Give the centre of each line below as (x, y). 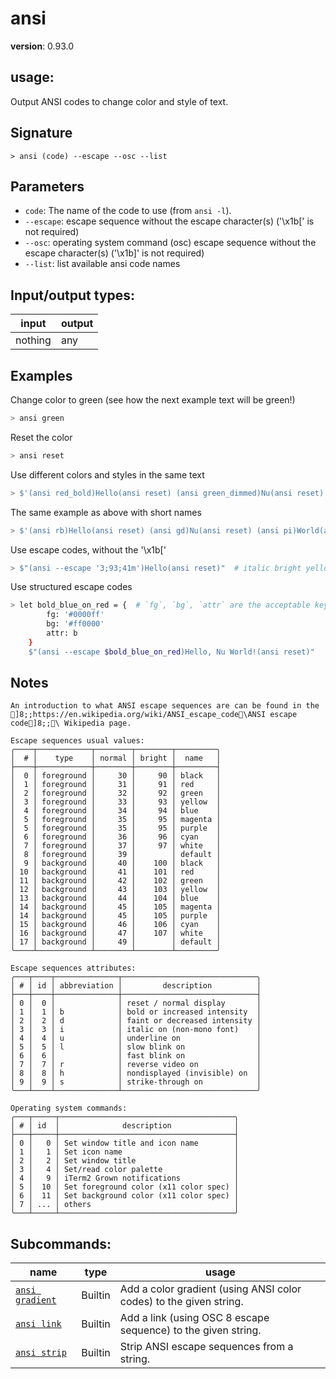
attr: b (62, 633)
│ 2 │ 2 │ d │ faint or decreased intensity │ (136, 1021)
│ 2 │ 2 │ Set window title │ (125, 1161)
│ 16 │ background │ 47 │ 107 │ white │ (116, 933)
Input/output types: (73, 295)
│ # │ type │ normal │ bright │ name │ (116, 758)
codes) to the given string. (181, 1302)
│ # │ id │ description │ (125, 1126)
